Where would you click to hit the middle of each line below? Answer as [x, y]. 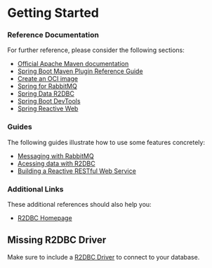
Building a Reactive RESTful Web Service [77, 171]
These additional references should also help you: [80, 205]
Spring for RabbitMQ [47, 87]
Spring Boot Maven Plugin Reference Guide [80, 71]
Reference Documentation [53, 35]
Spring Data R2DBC [46, 94]
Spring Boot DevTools [49, 101]
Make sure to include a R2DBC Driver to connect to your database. [104, 257]
